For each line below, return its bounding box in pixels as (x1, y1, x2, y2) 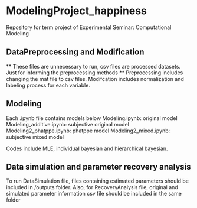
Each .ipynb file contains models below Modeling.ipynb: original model (6, 114, 178, 122)
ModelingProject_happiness (6, 4, 147, 18)
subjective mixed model (6, 133, 64, 140)
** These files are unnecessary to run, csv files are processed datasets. (6, 63, 181, 70)
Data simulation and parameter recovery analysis (6, 161, 191, 172)
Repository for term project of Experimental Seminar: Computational (6, 24, 172, 31)
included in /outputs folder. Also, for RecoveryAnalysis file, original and (6, 184, 178, 191)
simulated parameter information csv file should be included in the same (6, 190, 182, 197)
